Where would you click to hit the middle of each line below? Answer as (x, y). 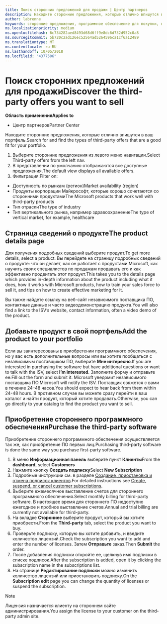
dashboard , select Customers (43, 465)
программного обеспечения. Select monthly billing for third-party (80, 496)
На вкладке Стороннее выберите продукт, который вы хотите (78, 518)
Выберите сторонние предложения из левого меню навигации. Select (86, 155)
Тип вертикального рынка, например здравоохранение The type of (83, 212)
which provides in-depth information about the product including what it (79, 280)
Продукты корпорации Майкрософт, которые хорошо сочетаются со (85, 191)
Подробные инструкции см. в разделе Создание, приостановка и (82, 475)
